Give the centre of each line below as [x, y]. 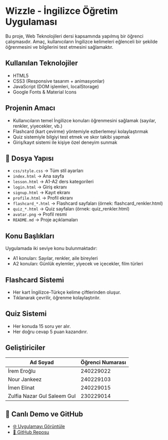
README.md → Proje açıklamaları [45, 220]
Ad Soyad [42, 362]
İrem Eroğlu [22, 371]
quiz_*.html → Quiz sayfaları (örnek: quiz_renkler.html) [71, 209]
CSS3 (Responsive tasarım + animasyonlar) [59, 81]
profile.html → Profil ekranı [43, 198]
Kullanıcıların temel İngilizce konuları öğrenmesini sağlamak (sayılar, [85, 120]
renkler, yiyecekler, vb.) [38, 126]
